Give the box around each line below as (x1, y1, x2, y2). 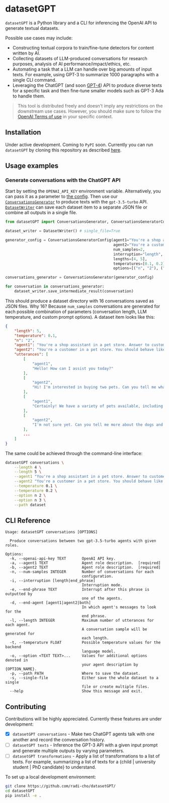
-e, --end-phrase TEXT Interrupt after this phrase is (10, 587, 150, 592)
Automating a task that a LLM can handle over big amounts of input (12, 66, 152, 72)
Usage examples (5, 162, 59, 170)
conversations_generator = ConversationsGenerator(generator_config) (5, 275, 154, 280)
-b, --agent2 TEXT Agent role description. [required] (10, 565, 161, 570)
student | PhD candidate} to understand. (12, 764, 97, 770)
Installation (5, 128, 41, 137)
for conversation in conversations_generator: (5, 284, 105, 289)
